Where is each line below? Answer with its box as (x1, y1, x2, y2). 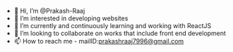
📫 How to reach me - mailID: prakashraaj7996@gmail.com (13, 37, 184, 45)
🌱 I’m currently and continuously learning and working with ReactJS (13, 22, 212, 30)
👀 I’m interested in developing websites (13, 14, 129, 22)
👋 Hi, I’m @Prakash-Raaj (13, 7, 85, 15)
